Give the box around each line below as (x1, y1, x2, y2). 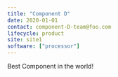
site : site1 (7, 36, 42, 43)
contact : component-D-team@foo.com (7, 23, 112, 30)
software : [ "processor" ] (7, 43, 80, 50)
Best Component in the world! (7, 62, 93, 70)
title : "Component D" (7, 10, 71, 17)
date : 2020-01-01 (7, 17, 58, 24)
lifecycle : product (7, 29, 65, 37)
